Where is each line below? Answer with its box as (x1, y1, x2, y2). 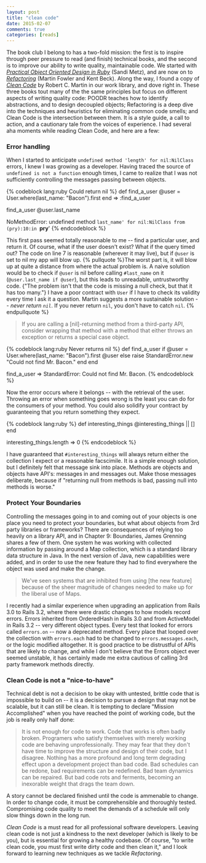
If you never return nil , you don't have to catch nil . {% (54, 302, 195, 309)
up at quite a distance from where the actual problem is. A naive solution (6, 262, 190, 270)
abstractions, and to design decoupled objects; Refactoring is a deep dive (6, 101, 194, 108)
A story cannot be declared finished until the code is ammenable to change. (6, 792, 199, 800)
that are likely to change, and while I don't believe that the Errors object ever (6, 647, 200, 655)
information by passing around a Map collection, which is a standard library (6, 545, 197, 553)
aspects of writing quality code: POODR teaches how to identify (6, 95, 168, 102)
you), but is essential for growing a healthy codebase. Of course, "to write (6, 837, 194, 844)
